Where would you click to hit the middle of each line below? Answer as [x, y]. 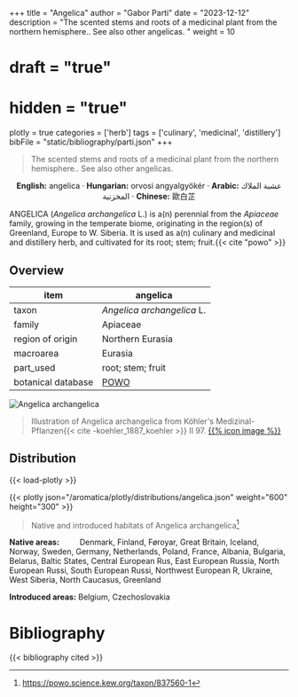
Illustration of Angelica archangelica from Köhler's [122, 421]
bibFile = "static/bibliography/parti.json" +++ [91, 142]
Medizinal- [235, 421]
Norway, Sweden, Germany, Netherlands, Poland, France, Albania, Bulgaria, [147, 552]
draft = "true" [60, 68]
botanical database [54, 382]
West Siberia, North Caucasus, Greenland [85, 580]
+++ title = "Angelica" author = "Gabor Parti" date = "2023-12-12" [129, 13]
